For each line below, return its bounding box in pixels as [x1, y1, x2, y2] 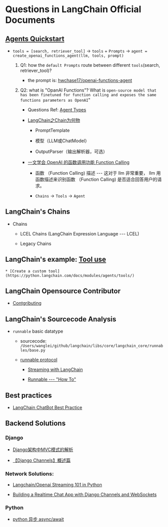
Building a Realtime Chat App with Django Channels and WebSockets [12, 492, 157, 498]
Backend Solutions [5, 419, 66, 428]
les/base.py [20, 348, 46, 353]
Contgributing [12, 300, 42, 306]
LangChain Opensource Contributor [5, 287, 121, 296]
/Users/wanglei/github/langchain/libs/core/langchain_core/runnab [20, 343, 163, 349]
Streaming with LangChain [27, 367, 83, 373]
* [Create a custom [5, 268, 47, 274]
